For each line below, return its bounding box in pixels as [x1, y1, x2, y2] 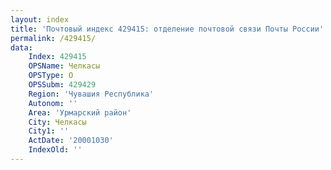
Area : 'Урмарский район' [28, 107, 132, 118]
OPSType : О [28, 71, 74, 81]
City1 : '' [28, 126, 70, 136]
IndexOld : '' [28, 145, 83, 155]
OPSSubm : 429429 [28, 80, 97, 90]
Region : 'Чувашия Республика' [28, 89, 155, 99]
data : [10, 42, 33, 53]
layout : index [10, 14, 70, 25]
